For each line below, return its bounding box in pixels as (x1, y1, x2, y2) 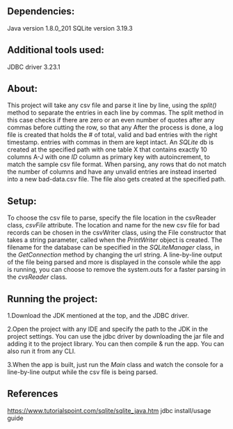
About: (7, 83, 38, 95)
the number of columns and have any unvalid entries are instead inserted (7, 168, 217, 176)
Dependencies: (7, 6, 75, 17)
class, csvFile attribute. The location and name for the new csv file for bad (7, 221, 220, 229)
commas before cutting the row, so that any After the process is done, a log (7, 123, 224, 131)
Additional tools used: (7, 44, 104, 56)
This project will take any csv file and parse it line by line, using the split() (7, 101, 217, 110)
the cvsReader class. (7, 273, 67, 281)
